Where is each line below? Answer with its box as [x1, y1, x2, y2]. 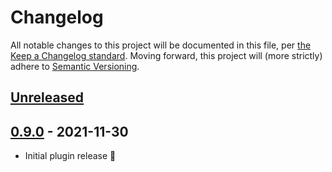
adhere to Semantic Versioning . [10, 60, 140, 72]
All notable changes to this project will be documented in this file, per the [10, 39, 312, 51]
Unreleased [10, 89, 85, 106]
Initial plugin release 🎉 [24, 150, 117, 162]
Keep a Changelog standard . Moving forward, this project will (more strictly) [10, 49, 323, 61]
